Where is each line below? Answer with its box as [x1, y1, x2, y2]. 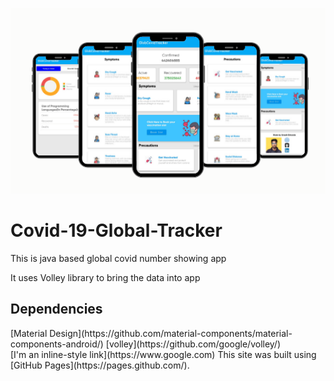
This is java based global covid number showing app [10, 252, 227, 264]
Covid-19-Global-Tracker [10, 219, 223, 242]
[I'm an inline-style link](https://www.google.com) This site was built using [10, 348, 317, 360]
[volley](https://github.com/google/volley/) [105, 338, 282, 350]
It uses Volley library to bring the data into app [10, 271, 201, 283]
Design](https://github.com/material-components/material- [49, 327, 293, 339]
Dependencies [10, 301, 103, 318]
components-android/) [10, 338, 104, 350]
